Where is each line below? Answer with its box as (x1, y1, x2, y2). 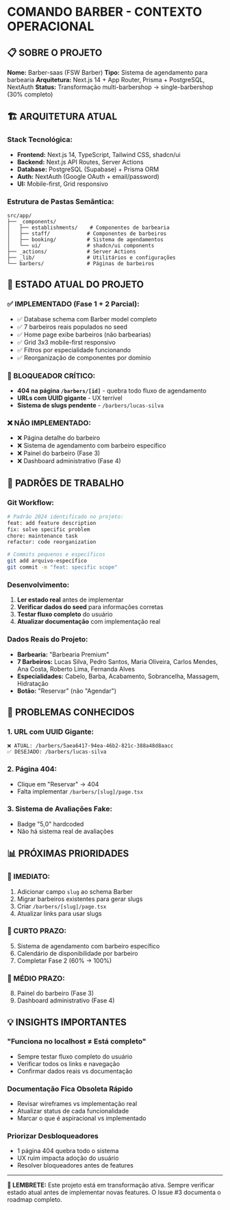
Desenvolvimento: (7, 580, 70, 589)
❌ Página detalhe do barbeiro (16, 434, 101, 442)
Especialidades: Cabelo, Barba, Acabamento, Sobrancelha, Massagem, (16, 672, 220, 680)
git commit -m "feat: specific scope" (7, 564, 118, 571)
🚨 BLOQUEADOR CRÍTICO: (7, 371, 96, 380)
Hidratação (16, 679, 49, 687)
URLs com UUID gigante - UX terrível (16, 393, 123, 402)
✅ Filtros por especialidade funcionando (16, 345, 131, 354)
